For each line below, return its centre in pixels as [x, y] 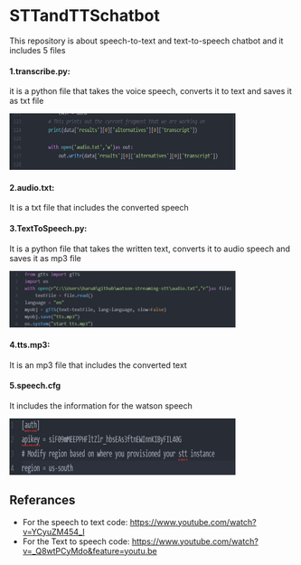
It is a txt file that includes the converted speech [99, 208]
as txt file [27, 101]
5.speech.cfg [35, 386]
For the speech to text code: [75, 522]
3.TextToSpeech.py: [48, 228]
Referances [42, 500]
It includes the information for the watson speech [101, 405]
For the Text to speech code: [76, 541]
